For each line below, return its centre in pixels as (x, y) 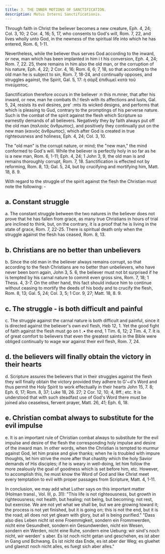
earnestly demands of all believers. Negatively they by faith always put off (80, 120)
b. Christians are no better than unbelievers (73, 250)
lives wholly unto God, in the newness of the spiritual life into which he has (81, 39)
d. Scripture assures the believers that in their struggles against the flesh (79, 376)
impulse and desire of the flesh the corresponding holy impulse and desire (80, 442)
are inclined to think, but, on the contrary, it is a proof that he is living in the (81, 224)
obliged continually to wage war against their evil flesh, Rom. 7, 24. (72, 341)
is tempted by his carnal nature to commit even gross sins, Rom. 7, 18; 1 (77, 278)
